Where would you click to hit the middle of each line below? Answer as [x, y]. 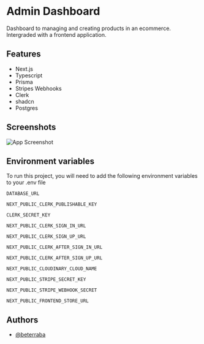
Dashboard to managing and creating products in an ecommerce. [89, 28]
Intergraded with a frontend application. [56, 34]
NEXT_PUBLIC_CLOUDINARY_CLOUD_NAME [52, 269]
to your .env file [26, 183]
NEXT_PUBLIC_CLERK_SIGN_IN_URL [46, 226]
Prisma [24, 82]
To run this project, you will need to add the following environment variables [102, 176]
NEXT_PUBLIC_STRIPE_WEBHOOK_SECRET [52, 290]
